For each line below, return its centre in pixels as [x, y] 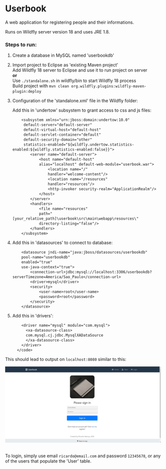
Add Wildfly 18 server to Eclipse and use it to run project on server [80, 70]
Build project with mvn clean [41, 86]
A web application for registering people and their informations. [70, 22]
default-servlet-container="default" [62, 135]
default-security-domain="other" [58, 140]
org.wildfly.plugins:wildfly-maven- [109, 86]
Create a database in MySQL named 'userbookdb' [63, 55]
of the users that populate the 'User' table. [48, 461]
